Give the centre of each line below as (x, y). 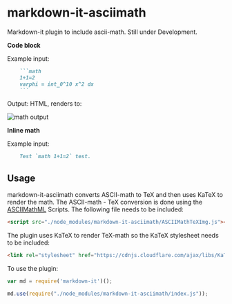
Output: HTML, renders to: (45, 104)
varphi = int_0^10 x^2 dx (57, 84)
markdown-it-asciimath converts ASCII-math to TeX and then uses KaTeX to (115, 195)
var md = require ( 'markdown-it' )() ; (60, 281)
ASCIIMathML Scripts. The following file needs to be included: (96, 209)
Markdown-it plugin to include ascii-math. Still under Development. (103, 32)
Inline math (23, 131)
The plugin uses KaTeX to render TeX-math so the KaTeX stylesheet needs (113, 235)
